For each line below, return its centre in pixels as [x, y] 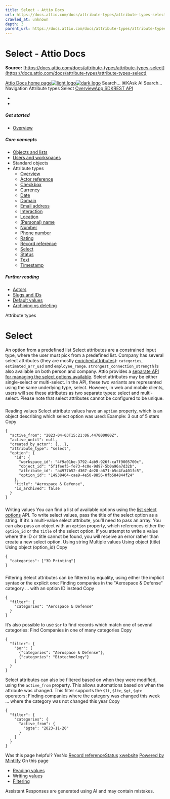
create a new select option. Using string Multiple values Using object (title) [83, 541]
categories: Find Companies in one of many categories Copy [69, 630]
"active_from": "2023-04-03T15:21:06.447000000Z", [64, 435]
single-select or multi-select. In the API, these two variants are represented [83, 382]
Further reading [22, 277]
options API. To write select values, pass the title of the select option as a [81, 515]
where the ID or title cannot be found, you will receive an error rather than [82, 536]
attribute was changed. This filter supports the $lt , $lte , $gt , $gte [74, 690]
